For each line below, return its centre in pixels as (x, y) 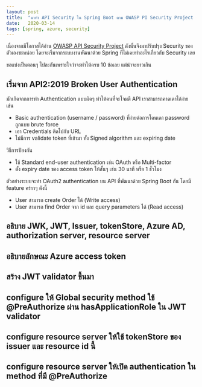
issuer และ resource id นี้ (51, 346)
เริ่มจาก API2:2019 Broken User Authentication (92, 84)
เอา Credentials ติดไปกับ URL (48, 131)
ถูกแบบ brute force (37, 125)
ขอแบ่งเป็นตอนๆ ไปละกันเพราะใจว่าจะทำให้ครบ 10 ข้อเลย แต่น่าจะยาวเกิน (79, 65)
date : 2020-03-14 (31, 23)
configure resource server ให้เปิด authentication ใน (101, 367)
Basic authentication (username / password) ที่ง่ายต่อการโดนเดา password (102, 118)
